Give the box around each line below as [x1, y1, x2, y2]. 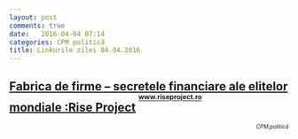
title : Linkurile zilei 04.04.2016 [9, 46, 141, 55]
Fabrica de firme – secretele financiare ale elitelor [9, 79, 288, 94]
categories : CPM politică [9, 37, 105, 47]
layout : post [9, 12, 58, 22]
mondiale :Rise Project [9, 99, 136, 115]
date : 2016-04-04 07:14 [9, 29, 105, 38]
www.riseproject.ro [137, 92, 202, 102]
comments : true [9, 21, 66, 30]
